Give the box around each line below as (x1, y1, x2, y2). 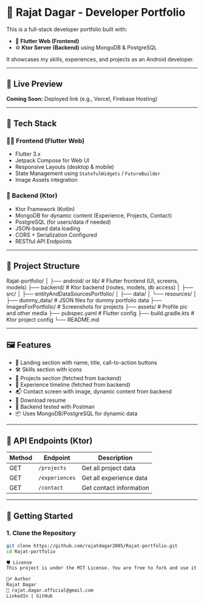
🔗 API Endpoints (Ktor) (6, 435, 93, 446)
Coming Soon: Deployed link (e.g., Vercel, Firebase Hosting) (6, 95, 158, 102)
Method (9, 454, 33, 462)
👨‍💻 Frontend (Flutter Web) (6, 137, 85, 145)
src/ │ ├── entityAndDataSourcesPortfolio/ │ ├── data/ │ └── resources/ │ (6, 290, 197, 297)
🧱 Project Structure (6, 261, 80, 271)
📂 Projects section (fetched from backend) (15, 375, 122, 382)
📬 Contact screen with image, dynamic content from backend (15, 388, 172, 395)
